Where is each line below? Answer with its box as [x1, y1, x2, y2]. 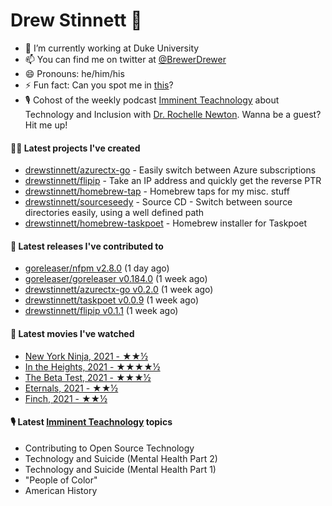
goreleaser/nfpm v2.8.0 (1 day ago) [24, 262, 170, 274]
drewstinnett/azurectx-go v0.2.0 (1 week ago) [24, 284, 214, 296]
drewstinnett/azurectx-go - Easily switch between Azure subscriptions [24, 164, 317, 176]
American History [24, 484, 98, 496]
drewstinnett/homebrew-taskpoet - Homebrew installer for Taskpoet [24, 217, 308, 229]
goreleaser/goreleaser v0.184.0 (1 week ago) [24, 273, 208, 285]
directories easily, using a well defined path [24, 207, 205, 219]
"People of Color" [24, 474, 98, 486]
